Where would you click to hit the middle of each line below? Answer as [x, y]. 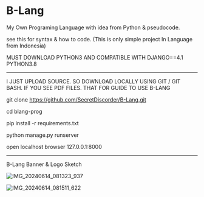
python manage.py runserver [42, 135]
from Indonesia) [26, 46]
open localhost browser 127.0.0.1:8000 [54, 147]
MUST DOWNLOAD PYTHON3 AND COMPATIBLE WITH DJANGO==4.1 [95, 57]
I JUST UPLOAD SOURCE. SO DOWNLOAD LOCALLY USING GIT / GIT [93, 81]
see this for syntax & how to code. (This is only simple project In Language [100, 39]
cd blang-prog [24, 111]
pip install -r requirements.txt [42, 123]
